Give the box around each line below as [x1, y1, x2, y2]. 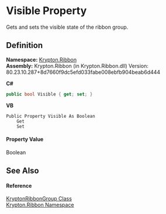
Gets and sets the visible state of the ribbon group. [6, 23, 129, 30]
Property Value [6, 136, 44, 143]
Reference [6, 182, 32, 189]
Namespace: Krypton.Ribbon [6, 56, 77, 63]
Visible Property [6, 4, 87, 18]
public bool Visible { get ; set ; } [6, 91, 93, 97]
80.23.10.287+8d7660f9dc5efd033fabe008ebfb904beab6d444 [6, 69, 161, 76]
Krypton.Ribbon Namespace [6, 201, 74, 209]
